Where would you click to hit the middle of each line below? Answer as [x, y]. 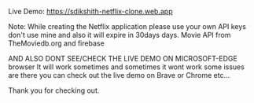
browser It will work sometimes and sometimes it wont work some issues [127, 67]
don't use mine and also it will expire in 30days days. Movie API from [120, 35]
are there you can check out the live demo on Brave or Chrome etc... [119, 75]
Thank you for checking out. [54, 90]
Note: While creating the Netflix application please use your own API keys [127, 26]
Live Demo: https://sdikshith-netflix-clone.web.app [90, 11]
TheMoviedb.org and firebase [56, 43]
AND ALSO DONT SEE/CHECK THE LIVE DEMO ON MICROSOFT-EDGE [123, 59]
